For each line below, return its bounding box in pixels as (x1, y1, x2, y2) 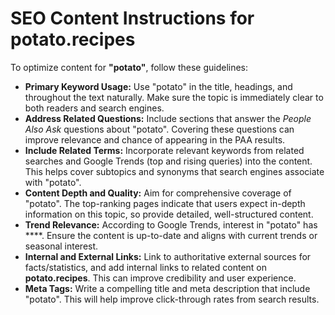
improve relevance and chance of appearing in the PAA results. (24, 133, 286, 146)
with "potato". (24, 176, 82, 188)
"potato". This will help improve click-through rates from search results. (24, 293, 320, 305)
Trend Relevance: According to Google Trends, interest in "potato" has (24, 218, 318, 231)
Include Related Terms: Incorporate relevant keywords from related (24, 144, 305, 156)
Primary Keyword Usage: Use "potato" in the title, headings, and (24, 80, 293, 92)
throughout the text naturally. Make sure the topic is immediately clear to (24, 91, 324, 103)
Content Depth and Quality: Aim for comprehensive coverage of (24, 187, 292, 199)
